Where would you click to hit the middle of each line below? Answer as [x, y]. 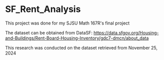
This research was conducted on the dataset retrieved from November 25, [82, 47]
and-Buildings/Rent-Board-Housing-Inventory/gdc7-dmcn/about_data [77, 38]
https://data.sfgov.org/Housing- [126, 32]
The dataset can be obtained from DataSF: [49, 32]
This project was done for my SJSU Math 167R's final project [67, 23]
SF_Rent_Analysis [43, 9]
